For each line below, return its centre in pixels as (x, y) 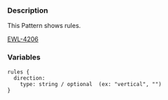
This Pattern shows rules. (44, 26)
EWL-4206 (23, 39)
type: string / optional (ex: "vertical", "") (91, 84)
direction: (30, 78)
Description (28, 10)
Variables (24, 57)
